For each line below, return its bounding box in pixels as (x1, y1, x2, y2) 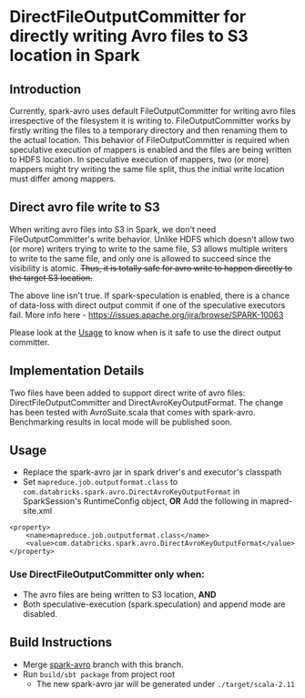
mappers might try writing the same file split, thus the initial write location (9, 164, 285, 174)
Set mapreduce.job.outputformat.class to (22, 477, 178, 488)
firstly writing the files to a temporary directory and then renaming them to (9, 125, 289, 136)
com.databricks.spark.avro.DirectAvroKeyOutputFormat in (22, 486, 240, 498)
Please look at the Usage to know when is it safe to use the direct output (9, 326, 281, 338)
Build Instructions (9, 635, 113, 651)
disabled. (22, 608, 57, 619)
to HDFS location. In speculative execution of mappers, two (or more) (9, 154, 269, 165)
